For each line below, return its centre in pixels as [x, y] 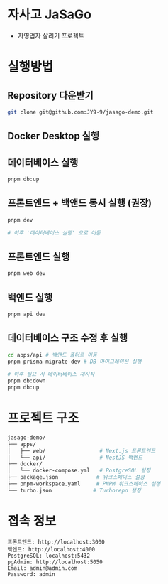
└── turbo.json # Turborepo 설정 [74, 490]
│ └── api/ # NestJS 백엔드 [75, 458]
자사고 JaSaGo [50, 15]
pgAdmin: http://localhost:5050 [55, 562]
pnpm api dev [27, 314]
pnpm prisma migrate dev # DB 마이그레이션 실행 [74, 362]
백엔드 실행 [30, 297]
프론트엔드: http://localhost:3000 [56, 542]
